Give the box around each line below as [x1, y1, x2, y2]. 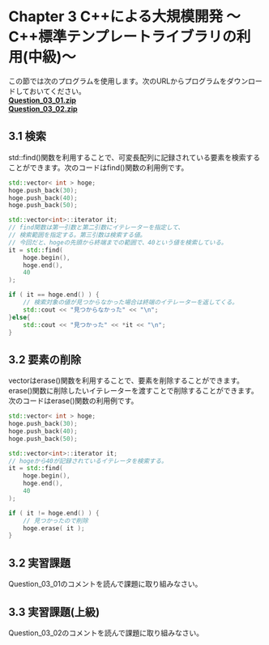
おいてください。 [29, 86, 87, 95]
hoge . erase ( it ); [23, 524, 85, 533]
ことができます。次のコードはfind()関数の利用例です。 [8, 163, 189, 172]
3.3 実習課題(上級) [8, 605, 100, 619]
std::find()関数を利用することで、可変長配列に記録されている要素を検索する [8, 152, 261, 162]
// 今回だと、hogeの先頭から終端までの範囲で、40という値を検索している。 [8, 238, 228, 247]
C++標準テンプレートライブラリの [8, 28, 237, 46]
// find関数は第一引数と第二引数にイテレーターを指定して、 [8, 223, 185, 231]
